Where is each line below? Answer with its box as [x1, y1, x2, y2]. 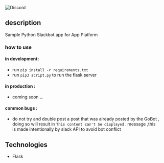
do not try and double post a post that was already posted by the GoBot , [12, 116, 160, 122]
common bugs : [5, 105, 38, 111]
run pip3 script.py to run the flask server [12, 72, 97, 78]
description [5, 19, 41, 27]
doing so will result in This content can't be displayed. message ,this [12, 121, 156, 127]
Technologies [5, 141, 48, 149]
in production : [5, 83, 36, 89]
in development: [5, 56, 39, 62]
